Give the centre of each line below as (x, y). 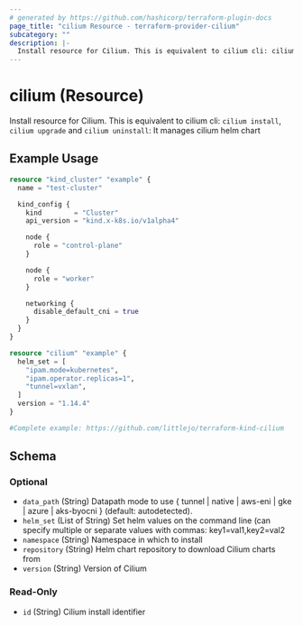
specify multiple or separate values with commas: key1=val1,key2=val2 (154, 530)
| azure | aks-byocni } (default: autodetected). (107, 511)
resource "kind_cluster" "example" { (80, 180)
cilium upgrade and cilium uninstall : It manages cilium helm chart (135, 131)
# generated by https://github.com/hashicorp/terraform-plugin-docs (141, 18)
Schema (33, 456)
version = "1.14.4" (54, 404)
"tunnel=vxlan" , (56, 387)
